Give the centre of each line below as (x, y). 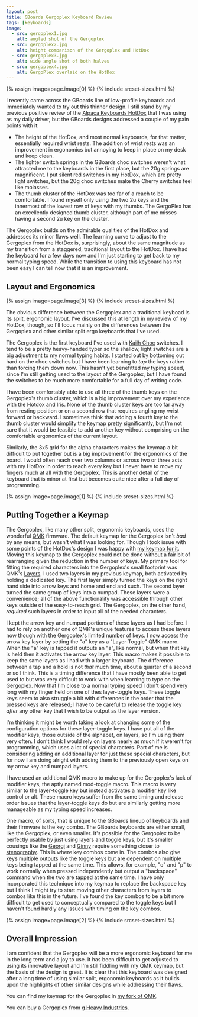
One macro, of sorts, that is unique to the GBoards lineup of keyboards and (98, 820)
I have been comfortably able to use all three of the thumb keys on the (92, 392)
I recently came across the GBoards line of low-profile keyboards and (91, 101)
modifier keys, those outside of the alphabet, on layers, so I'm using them (95, 735)
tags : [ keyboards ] (29, 22)
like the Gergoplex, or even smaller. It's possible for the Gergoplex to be (93, 833)
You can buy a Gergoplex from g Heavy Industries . (68, 1008)
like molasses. (32, 188)
